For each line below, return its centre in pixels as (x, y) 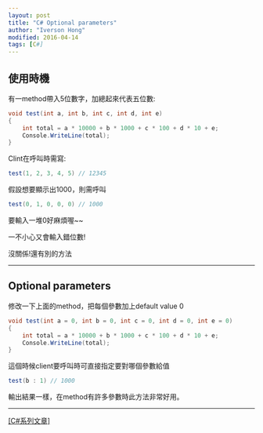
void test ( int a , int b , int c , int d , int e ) (85, 113)
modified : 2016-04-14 (43, 37)
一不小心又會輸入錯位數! (47, 237)
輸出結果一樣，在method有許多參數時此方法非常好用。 (96, 397)
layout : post (29, 15)
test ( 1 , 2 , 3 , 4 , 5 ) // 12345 (58, 173)
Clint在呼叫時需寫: (37, 158)
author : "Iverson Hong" (47, 30)
